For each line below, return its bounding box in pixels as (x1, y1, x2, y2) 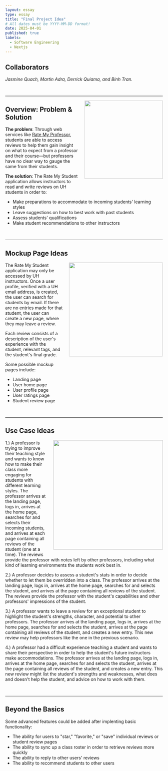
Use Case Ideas (5, 426, 55, 435)
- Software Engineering (9, 40, 59, 45)
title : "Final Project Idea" (5, 17, 66, 22)
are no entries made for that (5, 305, 63, 311)
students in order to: (5, 189, 47, 195)
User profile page (12, 387, 49, 393)
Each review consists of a (5, 331, 58, 337)
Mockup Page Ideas (5, 249, 68, 258)
